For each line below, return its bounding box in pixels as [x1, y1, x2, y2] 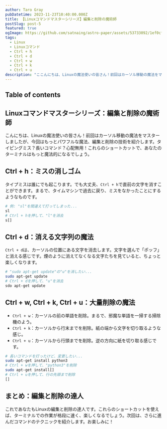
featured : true [5, 26, 37, 31]
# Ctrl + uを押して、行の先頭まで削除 [5, 372, 76, 377]
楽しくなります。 [5, 259, 40, 265]
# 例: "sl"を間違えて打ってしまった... [5, 204, 78, 209]
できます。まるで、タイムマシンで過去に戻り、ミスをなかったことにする [13, 188, 162, 194]
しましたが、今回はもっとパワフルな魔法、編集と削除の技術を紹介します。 [5, 139, 158, 145]
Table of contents [5, 91, 61, 99]
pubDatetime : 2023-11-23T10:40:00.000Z [5, 12, 88, 17]
